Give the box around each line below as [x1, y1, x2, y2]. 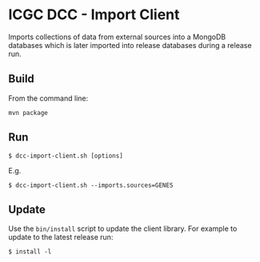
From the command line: [8, 93, 89, 103]
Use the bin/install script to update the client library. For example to [8, 224, 238, 233]
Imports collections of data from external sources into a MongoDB [8, 32, 226, 42]
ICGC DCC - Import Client [8, 6, 180, 24]
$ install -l [8, 248, 52, 256]
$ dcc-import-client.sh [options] [8, 152, 124, 160]
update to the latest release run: [8, 232, 114, 242]
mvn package [8, 109, 48, 117]
